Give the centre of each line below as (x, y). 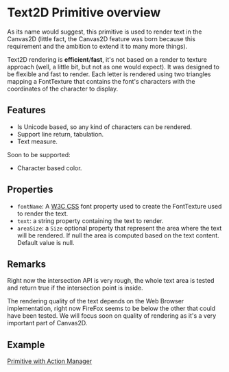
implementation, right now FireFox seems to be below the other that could (111, 309)
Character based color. (49, 168)
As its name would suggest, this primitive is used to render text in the (105, 32)
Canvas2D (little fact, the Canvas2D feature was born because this (101, 38)
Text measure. (37, 141)
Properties (30, 190)
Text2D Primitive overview (84, 13)
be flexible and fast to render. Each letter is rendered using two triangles (109, 74)
